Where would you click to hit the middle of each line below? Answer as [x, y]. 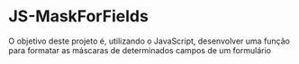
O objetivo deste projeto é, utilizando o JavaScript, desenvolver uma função [149, 41]
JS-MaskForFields [79, 16]
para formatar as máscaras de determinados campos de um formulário [140, 50]
